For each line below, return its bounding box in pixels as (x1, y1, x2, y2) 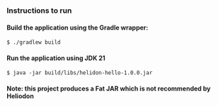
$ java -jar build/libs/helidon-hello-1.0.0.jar (6, 69, 153, 76)
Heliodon (6, 91, 35, 100)
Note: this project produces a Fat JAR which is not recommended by (6, 84, 211, 93)
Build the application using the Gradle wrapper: (6, 23, 149, 32)
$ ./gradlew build (6, 39, 61, 46)
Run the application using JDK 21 (6, 54, 105, 62)
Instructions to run (6, 6, 72, 16)
